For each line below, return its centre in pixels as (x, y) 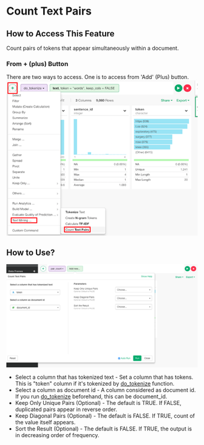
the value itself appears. (45, 422)
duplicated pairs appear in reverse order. (66, 409)
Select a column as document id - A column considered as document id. (105, 390)
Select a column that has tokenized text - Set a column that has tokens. (104, 377)
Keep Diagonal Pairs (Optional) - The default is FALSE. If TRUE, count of (105, 416)
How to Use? (31, 253)
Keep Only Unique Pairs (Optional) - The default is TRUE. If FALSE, (98, 403)
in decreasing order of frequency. (57, 435)
